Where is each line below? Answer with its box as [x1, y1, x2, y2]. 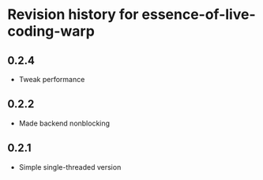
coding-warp [7, 22, 96, 40]
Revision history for [7, 6, 139, 24]
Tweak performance [18, 75, 85, 84]
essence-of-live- [141, 6, 256, 24]
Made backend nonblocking [18, 118, 111, 128]
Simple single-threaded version [18, 162, 122, 171]
